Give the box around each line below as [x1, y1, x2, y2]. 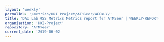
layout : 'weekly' [5, 7, 41, 12]
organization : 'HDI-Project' [5, 20, 64, 26]
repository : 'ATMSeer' [5, 25, 51, 30]
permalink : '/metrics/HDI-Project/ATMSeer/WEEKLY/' [5, 12, 112, 16]
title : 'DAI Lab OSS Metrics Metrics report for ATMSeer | [5, 16, 128, 21]
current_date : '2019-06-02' [5, 29, 62, 34]
